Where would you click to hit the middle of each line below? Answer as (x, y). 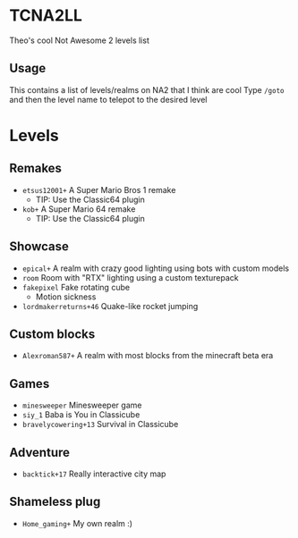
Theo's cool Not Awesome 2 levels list (79, 40)
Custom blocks (52, 334)
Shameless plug (55, 502)
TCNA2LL (46, 16)
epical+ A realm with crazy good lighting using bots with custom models (155, 268)
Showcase (39, 247)
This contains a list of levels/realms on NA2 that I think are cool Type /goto (147, 89)
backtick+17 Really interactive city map (94, 474)
